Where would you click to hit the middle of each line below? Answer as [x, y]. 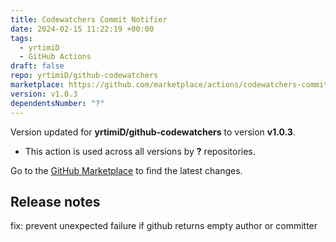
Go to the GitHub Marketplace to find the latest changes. [126, 170]
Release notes [55, 201]
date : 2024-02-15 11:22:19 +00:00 [82, 29]
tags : [21, 38]
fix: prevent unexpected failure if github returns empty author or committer [164, 226]
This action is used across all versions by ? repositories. [140, 151]
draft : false [37, 66]
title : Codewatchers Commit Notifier [89, 19]
